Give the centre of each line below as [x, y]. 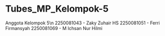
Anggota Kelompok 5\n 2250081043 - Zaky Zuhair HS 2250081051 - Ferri [82, 23]
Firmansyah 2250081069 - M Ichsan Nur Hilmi [54, 28]
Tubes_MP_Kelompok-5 [57, 9]
